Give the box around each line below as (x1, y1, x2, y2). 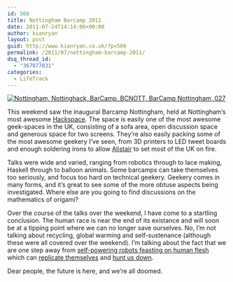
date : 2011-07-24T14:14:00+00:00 (7, 23, 105, 30)
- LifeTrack (13, 75, 49, 82)
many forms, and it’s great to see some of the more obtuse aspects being (7, 181, 218, 189)
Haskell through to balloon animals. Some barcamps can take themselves (7, 165, 218, 175)
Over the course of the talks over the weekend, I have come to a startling (7, 209, 218, 217)
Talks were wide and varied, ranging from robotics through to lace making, (7, 158, 223, 167)
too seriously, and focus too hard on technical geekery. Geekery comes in (7, 173, 220, 181)
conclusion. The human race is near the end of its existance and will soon (7, 216, 220, 225)
